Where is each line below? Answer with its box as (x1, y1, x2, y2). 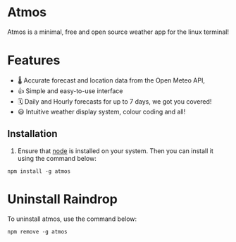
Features (7, 52, 61, 68)
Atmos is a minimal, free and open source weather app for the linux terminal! (7, 28, 230, 36)
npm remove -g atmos (7, 228, 68, 235)
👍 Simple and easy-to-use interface (17, 86, 123, 95)
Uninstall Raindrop (7, 191, 118, 207)
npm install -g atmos (7, 167, 71, 175)
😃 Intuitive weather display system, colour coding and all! (17, 107, 186, 116)
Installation (7, 128, 58, 140)
